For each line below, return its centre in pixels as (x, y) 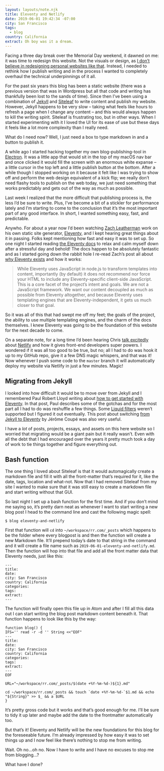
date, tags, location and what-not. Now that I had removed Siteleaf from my (81, 482)
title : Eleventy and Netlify (35, 14)
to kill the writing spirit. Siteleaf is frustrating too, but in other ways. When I (80, 117)
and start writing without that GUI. (39, 492)
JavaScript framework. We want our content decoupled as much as (85, 289)
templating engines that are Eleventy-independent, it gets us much (84, 300)
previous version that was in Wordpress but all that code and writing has (78, 91)
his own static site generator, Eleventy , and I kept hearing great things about (82, 233)
